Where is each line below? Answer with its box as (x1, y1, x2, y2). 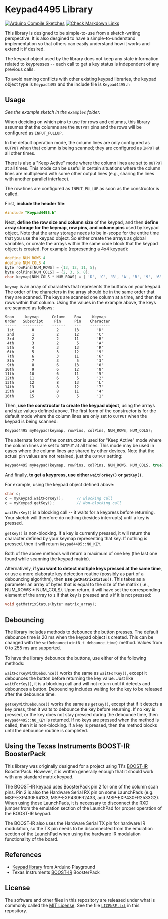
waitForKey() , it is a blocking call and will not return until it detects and (5, 681, 150, 687)
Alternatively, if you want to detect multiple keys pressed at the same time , (5, 566, 162, 572)
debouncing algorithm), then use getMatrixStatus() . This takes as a (5, 576, 145, 582)
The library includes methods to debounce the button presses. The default (5, 629, 159, 635)
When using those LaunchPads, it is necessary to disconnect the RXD (5, 800, 149, 806)
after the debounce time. (5, 691, 56, 697)
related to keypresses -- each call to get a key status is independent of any (5, 61, 160, 67)
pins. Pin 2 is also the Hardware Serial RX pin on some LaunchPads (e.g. (5, 789, 154, 795)
